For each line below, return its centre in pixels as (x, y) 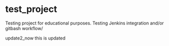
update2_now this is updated (35, 38)
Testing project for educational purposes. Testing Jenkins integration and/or (85, 23)
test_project (31, 9)
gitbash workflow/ (24, 28)
